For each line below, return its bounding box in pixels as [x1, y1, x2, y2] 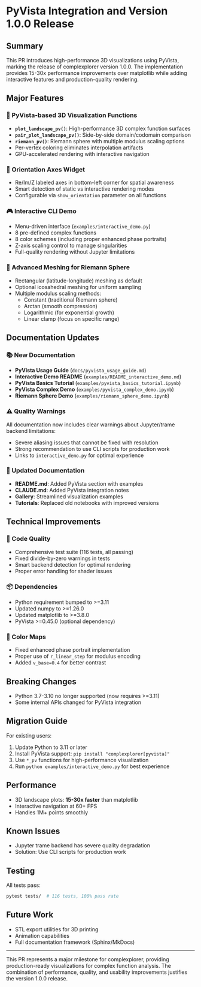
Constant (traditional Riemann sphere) [23, 296, 118, 303]
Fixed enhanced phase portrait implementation [14, 646, 130, 654]
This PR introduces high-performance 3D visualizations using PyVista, [6, 57, 179, 64]
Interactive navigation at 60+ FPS [14, 802, 98, 810]
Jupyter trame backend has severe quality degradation [14, 842, 151, 849]
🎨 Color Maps [6, 633, 46, 641]
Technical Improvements [6, 517, 101, 527]
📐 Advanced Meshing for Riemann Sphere [6, 263, 130, 272]
